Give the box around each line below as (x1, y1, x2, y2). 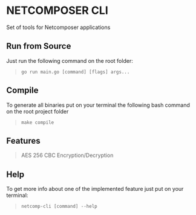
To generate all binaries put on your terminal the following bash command (6, 101, 191, 109)
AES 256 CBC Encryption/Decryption (21, 152, 114, 159)
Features (6, 135, 41, 146)
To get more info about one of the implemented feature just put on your (6, 185, 184, 193)
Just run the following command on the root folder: (6, 57, 133, 64)
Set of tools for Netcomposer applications (6, 24, 111, 31)
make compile (21, 119, 54, 126)
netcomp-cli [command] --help (21, 204, 98, 210)
